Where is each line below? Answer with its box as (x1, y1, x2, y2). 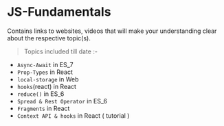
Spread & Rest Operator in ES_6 (16, 97, 108, 105)
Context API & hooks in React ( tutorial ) (16, 111, 130, 120)
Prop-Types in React (16, 68, 74, 76)
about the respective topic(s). (7, 34, 91, 42)
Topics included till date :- (23, 47, 98, 55)
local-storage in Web (16, 75, 79, 83)
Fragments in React (16, 104, 70, 112)
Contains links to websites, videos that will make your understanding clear (7, 27, 217, 35)
